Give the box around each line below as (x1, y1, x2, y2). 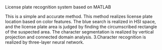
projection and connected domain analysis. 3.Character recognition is (5, 34, 146, 40)
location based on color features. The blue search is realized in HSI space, (5, 19, 156, 24)
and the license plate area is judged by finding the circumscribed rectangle (5, 24, 158, 30)
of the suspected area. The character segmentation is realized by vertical (5, 29, 154, 34)
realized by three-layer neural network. (5, 39, 85, 45)
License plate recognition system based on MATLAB (5, 4, 111, 10)
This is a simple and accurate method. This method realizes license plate (5, 14, 153, 19)
